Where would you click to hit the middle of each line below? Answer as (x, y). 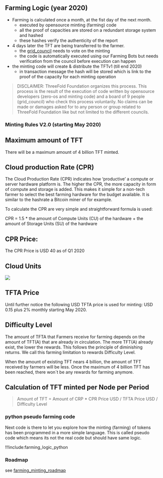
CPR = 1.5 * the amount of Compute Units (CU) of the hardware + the (74, 219)
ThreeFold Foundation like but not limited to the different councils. (83, 112)
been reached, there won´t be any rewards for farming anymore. (69, 372)
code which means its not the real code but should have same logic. (73, 438)
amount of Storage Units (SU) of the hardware (51, 224)
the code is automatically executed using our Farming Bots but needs (89, 56)
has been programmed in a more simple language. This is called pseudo (77, 432)
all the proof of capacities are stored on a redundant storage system (88, 30)
